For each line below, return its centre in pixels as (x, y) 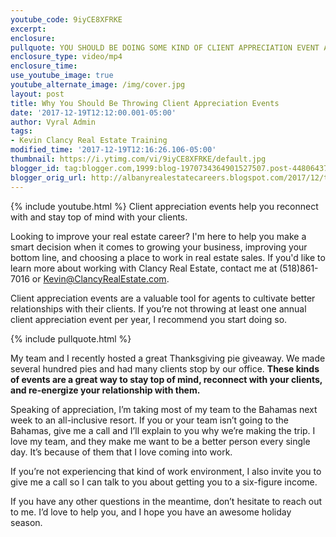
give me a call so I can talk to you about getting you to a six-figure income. (164, 482)
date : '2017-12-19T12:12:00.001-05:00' (93, 112)
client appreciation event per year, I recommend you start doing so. (149, 319)
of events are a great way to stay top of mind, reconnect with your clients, (166, 379)
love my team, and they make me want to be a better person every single (160, 441)
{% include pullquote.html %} (71, 338)
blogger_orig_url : (48, 177)
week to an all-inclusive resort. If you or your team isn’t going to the (149, 420)
